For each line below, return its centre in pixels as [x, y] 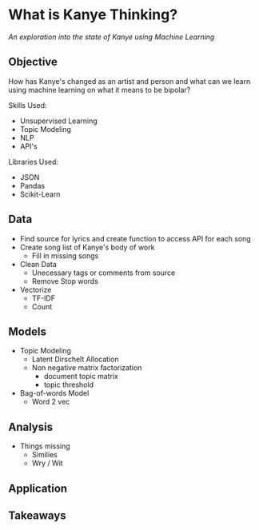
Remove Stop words [65, 281]
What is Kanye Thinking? [93, 15]
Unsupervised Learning [58, 121]
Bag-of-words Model [54, 393]
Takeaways [37, 515]
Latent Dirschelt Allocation [75, 359]
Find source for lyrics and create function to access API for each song [135, 238]
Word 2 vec [51, 402]
